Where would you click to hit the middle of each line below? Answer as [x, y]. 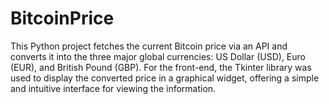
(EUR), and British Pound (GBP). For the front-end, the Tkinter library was [161, 67]
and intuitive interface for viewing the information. [113, 88]
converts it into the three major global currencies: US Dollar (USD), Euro [158, 56]
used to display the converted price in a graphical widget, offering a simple [165, 78]
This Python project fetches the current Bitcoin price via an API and [149, 46]
